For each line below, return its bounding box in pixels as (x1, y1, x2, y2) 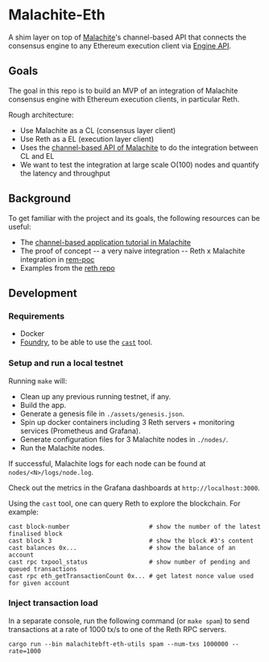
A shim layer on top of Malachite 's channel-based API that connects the (8, 32, 247, 42)
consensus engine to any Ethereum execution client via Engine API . (8, 40, 232, 50)
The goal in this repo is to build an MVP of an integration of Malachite (8, 85, 238, 95)
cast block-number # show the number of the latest (8, 523, 262, 531)
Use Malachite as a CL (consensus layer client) (19, 125, 176, 135)
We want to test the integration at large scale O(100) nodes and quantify (19, 160, 259, 169)
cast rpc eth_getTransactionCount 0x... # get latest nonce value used (8, 572, 254, 580)
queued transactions (8, 564, 78, 573)
